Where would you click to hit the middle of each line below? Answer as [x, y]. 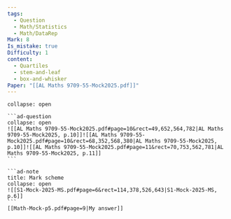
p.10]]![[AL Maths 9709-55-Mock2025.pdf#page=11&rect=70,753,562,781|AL [115, 148]
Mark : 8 [19, 40]
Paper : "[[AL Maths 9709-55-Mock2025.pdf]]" [73, 85]
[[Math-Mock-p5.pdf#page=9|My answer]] [65, 209]
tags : [15, 14]
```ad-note [23, 172]
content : [20, 59]
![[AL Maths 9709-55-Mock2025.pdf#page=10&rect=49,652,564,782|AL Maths [115, 129]
